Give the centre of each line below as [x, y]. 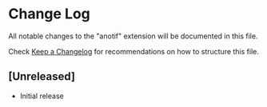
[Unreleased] [42, 77]
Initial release [42, 96]
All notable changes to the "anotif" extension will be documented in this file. [133, 36]
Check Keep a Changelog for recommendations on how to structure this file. [134, 51]
